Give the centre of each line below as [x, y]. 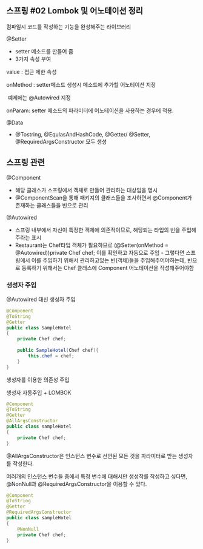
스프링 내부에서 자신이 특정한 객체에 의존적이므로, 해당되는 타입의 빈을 [98, 230]
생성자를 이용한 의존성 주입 [38, 379]
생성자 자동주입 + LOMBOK [39, 392]
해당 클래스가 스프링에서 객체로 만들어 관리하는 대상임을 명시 [86, 190]
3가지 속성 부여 [33, 59]
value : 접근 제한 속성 [32, 72]
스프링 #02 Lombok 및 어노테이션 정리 [75, 11]
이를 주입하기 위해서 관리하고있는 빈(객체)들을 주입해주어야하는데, [108, 260]
